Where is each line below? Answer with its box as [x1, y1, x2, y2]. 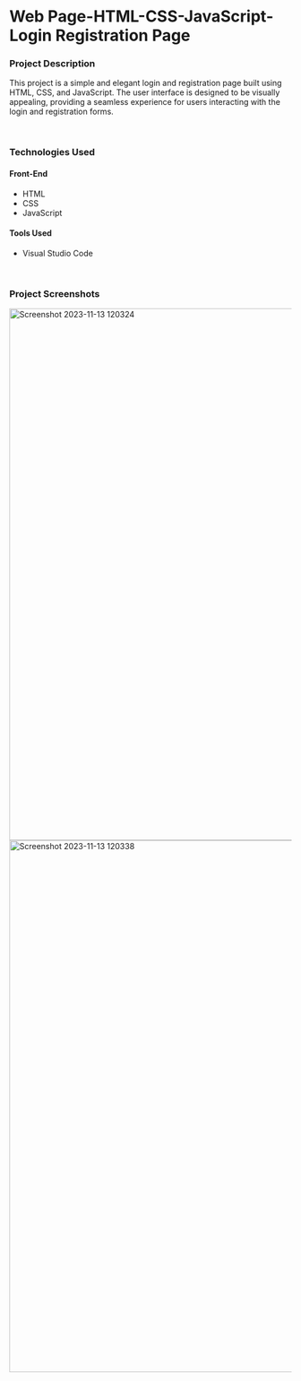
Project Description [9, 57, 96, 70]
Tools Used [9, 228, 52, 239]
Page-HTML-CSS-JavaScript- [47, 6, 274, 27]
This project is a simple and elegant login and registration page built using [9, 78, 282, 89]
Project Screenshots [9, 287, 100, 300]
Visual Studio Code [21, 248, 94, 258]
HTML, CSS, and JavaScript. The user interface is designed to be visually [9, 87, 280, 98]
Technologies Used [9, 146, 96, 159]
